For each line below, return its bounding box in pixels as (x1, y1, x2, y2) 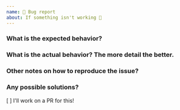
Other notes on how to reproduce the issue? (6, 67, 139, 76)
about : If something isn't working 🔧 (6, 15, 102, 21)
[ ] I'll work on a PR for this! (6, 97, 74, 104)
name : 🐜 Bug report (6, 8, 56, 15)
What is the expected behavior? (6, 34, 102, 43)
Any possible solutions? (6, 83, 79, 91)
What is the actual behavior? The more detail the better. (6, 51, 175, 59)
